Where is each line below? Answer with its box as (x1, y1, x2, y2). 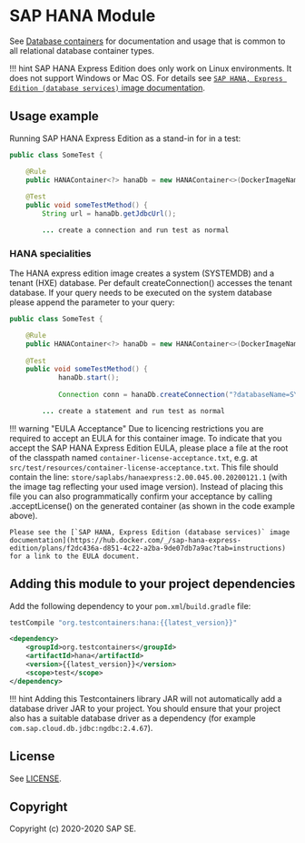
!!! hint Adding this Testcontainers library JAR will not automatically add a (9, 693, 282, 704)
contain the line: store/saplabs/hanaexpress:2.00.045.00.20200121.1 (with (9, 471, 288, 482)
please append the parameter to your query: (9, 297, 175, 308)
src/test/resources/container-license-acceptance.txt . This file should (9, 462, 279, 472)
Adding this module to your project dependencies (9, 576, 296, 592)
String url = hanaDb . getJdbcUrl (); (42, 209, 177, 218)
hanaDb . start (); (57, 373, 120, 382)
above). (9, 510, 38, 521)
